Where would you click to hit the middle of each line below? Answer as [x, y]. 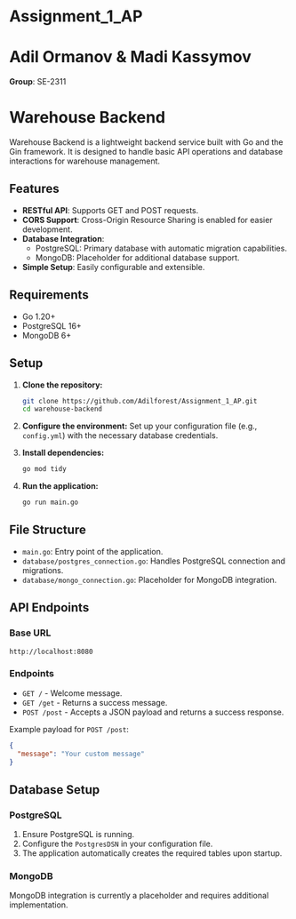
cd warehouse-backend [62, 409]
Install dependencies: [63, 453]
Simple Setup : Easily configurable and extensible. [113, 267]
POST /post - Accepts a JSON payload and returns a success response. [153, 712]
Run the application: [60, 486]
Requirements [49, 295]
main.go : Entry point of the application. [92, 551]
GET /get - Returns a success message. [95, 702]
